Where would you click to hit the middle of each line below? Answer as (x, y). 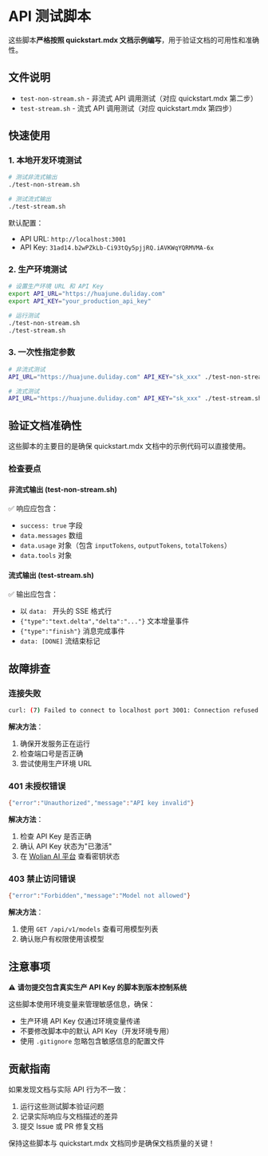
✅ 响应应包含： (33, 509)
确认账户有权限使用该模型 (62, 939)
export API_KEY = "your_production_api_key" (80, 301)
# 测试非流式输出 (33, 177)
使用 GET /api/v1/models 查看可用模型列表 (89, 929)
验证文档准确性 (45, 425)
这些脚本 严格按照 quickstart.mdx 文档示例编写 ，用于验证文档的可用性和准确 (134, 40)
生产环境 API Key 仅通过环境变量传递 (80, 1021)
